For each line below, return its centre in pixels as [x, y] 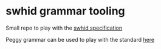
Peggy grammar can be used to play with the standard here [80, 39]
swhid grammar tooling [65, 11]
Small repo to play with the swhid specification [64, 28]
